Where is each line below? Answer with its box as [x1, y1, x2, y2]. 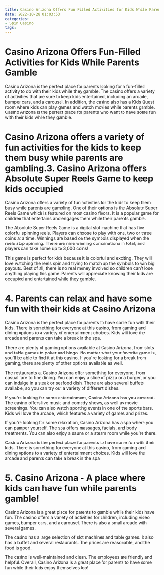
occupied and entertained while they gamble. [5, 276, 96, 282]
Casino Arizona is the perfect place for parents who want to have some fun [5, 110, 156, 115]
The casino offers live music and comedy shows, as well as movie [5, 399, 138, 406]
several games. [5, 525, 36, 531]
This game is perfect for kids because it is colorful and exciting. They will [5, 255, 152, 261]
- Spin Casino [5, 21, 34, 26]
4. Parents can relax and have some [5, 293, 152, 304]
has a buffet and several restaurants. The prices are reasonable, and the [5, 539, 150, 545]
